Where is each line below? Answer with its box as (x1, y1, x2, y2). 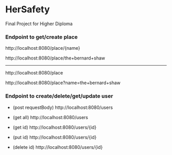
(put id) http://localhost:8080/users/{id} (12, 134, 97, 140)
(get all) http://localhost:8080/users (12, 114, 89, 120)
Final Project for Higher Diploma (5, 21, 73, 27)
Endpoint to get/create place (5, 33, 78, 41)
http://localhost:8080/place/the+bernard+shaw (5, 55, 105, 61)
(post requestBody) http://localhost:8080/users (12, 104, 113, 110)
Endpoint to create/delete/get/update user (5, 92, 114, 100)
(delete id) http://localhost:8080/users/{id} (12, 144, 103, 150)
